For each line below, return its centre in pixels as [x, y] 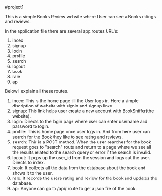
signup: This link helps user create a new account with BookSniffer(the [83, 111]
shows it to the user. [32, 173]
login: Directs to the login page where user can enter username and [80, 121]
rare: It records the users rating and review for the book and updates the [84, 178]
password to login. [31, 126]
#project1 [14, 7]
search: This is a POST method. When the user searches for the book [82, 142]
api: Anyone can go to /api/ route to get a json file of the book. [74, 188]
